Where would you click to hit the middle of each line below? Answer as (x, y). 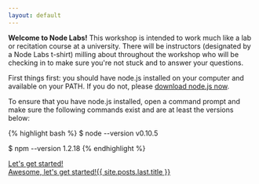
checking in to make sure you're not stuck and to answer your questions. (126, 63)
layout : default (35, 15)
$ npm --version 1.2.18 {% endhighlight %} (77, 148)
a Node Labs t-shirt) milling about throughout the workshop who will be (124, 54)
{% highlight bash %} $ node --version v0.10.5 (83, 133)
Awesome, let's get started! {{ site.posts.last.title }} (89, 171)
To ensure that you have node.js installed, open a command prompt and (124, 101)
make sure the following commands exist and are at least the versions (121, 110)
